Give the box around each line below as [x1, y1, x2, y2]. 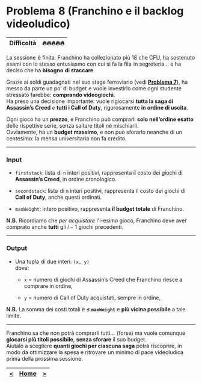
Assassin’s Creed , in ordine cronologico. [14, 176, 117, 183]
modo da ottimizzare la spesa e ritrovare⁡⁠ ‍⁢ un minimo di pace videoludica [6, 348, 184, 356]
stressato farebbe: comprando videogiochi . [6, 91, 115, 98]
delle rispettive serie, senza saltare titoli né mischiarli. [6, 122, 139, 129]
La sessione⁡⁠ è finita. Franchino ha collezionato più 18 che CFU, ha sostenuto [6, 54, 195, 61]
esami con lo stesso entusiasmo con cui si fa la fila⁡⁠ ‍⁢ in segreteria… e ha [6, 60, 182, 67]
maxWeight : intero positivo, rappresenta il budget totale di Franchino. [14, 205, 185, 213]
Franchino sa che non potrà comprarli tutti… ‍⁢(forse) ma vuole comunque [6, 329, 186, 337]
